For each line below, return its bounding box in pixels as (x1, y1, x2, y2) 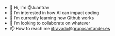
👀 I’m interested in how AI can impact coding (9, 10, 99, 16)
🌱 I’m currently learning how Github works (9, 15, 94, 20)
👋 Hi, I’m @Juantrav (9, 5, 49, 10)
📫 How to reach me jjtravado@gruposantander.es (9, 26, 110, 31)
